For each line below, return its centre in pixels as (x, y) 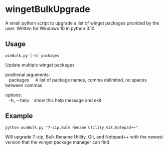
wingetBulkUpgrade (48, 9)
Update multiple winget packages (40, 65)
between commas (24, 85)
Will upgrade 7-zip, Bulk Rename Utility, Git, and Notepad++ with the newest (84, 136)
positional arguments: (28, 74)
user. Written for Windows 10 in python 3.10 (50, 28)
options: (14, 95)
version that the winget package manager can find (57, 142)
